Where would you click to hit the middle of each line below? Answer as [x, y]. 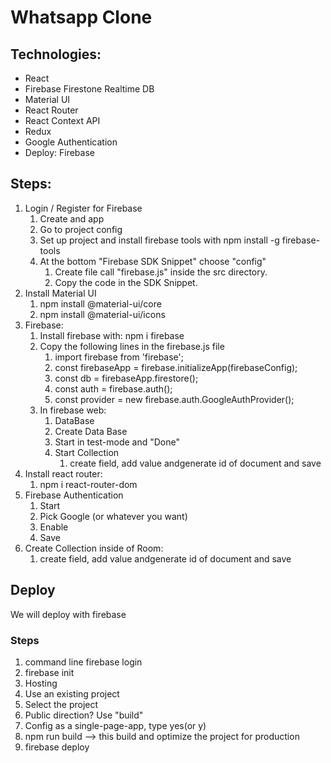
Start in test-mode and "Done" [117, 442]
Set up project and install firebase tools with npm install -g [159, 240]
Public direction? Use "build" [84, 715]
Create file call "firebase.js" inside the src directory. [161, 272]
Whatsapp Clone [81, 17]
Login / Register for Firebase [83, 208]
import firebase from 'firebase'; [119, 357]
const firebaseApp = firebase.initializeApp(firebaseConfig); [176, 367]
